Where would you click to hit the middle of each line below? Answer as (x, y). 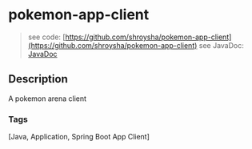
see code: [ (46, 37)
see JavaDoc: (221, 45)
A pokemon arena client (47, 99)
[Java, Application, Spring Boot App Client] (79, 137)
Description (38, 79)
